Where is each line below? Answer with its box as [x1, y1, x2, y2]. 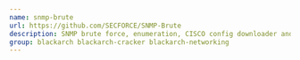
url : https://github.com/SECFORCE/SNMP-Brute [9, 21, 181, 30]
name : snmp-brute [9, 12, 74, 22]
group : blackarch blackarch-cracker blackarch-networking [9, 37, 229, 47]
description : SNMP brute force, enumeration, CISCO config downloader [9, 29, 278, 38]
